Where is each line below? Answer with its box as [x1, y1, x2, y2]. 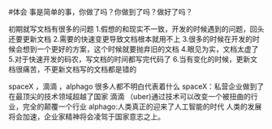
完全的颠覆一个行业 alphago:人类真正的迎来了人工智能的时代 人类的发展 [22, 102, 262, 111]
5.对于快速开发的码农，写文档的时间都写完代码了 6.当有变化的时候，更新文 [8, 55, 258, 64]
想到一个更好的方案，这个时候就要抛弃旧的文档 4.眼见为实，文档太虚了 [22, 44, 259, 54]
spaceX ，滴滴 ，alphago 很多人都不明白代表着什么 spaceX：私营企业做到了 [8, 81, 265, 91]
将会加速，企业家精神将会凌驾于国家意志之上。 [8, 112, 165, 121]
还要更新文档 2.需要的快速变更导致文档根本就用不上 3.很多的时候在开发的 [8, 35, 253, 44]
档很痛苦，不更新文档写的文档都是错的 [8, 64, 136, 74]
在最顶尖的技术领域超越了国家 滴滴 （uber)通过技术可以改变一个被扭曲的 [8, 92, 252, 101]
